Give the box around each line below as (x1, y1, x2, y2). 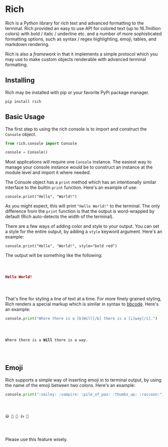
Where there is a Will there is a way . (5, 337, 88, 342)
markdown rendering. (5, 41, 50, 47)
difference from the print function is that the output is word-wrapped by (5, 208, 155, 214)
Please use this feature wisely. (5, 436, 68, 442)
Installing (5, 76, 35, 84)
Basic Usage (5, 112, 45, 121)
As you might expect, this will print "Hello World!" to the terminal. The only (5, 203, 160, 209)
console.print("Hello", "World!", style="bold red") (5, 243, 117, 248)
